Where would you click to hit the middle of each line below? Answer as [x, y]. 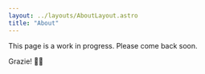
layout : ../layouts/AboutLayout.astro [73, 16]
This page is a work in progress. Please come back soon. [103, 45]
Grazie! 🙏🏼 [26, 61]
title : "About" [34, 23]
